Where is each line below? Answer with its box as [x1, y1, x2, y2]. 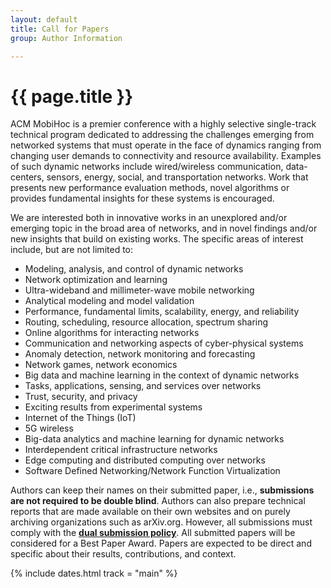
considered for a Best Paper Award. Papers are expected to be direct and [10, 537, 312, 550]
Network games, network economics [24, 359, 178, 371]
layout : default [10, 14, 78, 25]
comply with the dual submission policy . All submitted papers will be [10, 527, 296, 539]
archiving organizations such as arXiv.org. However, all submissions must [10, 516, 313, 528]
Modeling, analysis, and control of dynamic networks [24, 263, 244, 275]
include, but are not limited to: [10, 244, 134, 256]
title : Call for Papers [10, 24, 110, 34]
